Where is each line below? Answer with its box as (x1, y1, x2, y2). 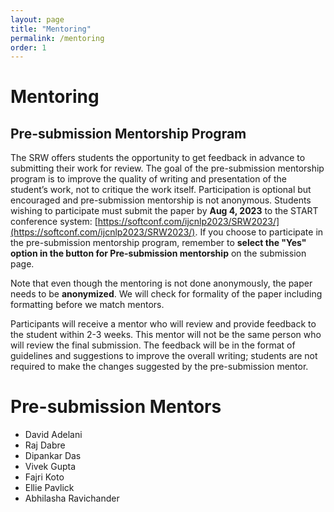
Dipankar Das (24, 450, 82, 462)
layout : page (10, 14, 65, 25)
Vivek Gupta (24, 461, 77, 473)
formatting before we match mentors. (10, 299, 165, 311)
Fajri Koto (24, 471, 65, 483)
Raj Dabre (24, 439, 66, 451)
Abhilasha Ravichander (24, 492, 120, 505)
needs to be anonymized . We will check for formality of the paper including (10, 288, 323, 300)
